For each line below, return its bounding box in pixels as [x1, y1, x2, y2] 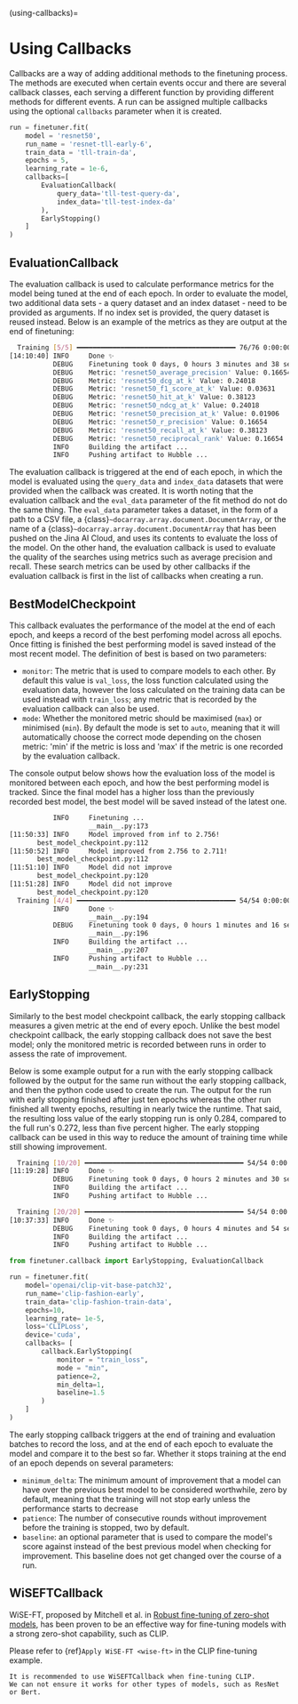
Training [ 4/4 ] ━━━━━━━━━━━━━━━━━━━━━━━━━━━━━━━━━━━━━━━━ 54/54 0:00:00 [17, 896, 292, 905]
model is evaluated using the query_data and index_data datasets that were [9, 476, 284, 487]
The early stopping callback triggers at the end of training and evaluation [9, 1429, 276, 1440]
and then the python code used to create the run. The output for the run [9, 1084, 272, 1095]
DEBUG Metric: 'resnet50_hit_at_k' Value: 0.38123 [52, 393, 255, 402]
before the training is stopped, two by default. [21, 1522, 190, 1532]
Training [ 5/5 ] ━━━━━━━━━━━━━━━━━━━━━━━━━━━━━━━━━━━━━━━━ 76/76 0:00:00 [17, 343, 292, 352]
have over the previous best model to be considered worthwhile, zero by [21, 1484, 287, 1495]
